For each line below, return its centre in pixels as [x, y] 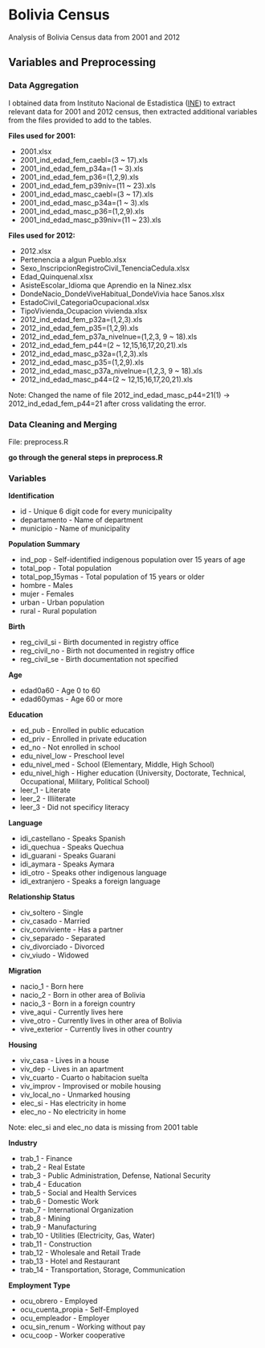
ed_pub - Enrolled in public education [82, 730]
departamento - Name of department [81, 520]
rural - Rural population [58, 611]
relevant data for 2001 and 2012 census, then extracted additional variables [133, 111]
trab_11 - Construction [56, 1244]
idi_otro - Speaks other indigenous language [93, 873]
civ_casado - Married [55, 921]
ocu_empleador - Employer [65, 1318]
